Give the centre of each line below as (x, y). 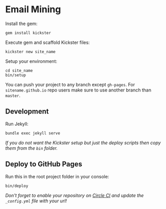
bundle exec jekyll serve (33, 133)
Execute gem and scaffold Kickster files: (48, 42)
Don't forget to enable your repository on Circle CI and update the (75, 195)
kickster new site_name (31, 52)
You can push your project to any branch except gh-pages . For (70, 84)
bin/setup (16, 75)
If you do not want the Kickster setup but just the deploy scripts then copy (83, 143)
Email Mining (33, 9)
